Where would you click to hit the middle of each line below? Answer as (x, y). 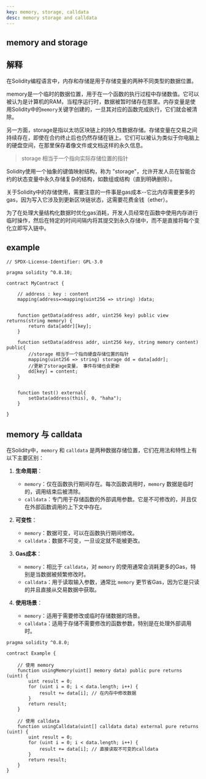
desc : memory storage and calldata (52, 18)
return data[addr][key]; (60, 326)
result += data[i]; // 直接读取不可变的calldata (98, 749)
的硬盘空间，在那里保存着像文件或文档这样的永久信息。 (76, 145)
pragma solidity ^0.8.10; (39, 272)
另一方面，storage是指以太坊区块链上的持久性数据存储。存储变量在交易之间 (102, 130)
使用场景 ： (29, 603)
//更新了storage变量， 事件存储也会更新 (74, 366)
